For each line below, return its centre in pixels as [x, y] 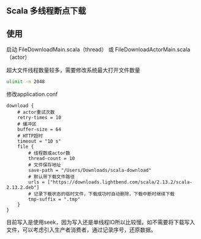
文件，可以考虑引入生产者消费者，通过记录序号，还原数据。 [81, 230]
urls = [37, 182]
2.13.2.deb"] [23, 188]
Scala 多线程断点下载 [46, 11]
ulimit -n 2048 [26, 82]
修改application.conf [32, 94]
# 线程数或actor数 [49, 153]
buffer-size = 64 [39, 130]
